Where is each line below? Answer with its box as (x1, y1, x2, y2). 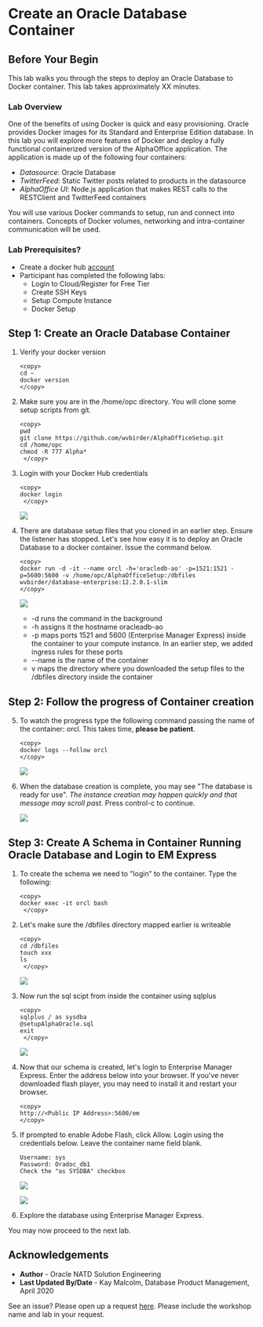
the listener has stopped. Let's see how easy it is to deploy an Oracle (19, 535, 243, 544)
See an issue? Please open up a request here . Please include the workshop (8, 1301, 252, 1311)
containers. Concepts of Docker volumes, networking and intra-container (8, 217, 246, 226)
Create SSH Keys (31, 287, 87, 297)
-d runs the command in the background (31, 614, 163, 623)
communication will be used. (8, 225, 101, 234)
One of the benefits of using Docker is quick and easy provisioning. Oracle (8, 119, 250, 129)
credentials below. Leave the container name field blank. (19, 1139, 203, 1148)
